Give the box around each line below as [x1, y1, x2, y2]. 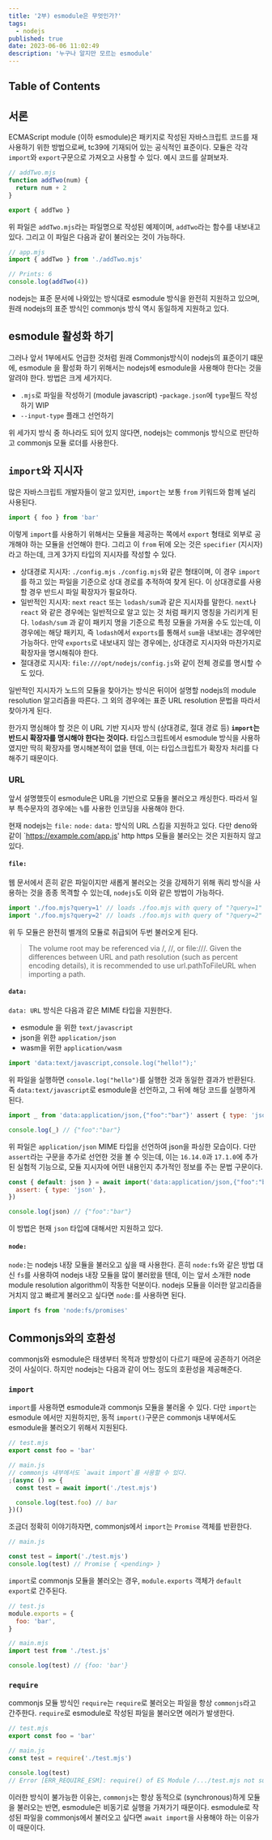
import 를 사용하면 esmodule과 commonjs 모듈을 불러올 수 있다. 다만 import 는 [8, 1403, 257, 1412]
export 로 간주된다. [8, 1585, 67, 1595]
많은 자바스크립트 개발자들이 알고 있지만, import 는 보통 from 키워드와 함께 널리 [8, 487, 257, 497]
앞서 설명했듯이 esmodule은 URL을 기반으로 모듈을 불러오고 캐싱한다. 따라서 [8, 793, 249, 803]
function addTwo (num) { [8, 176, 89, 185]
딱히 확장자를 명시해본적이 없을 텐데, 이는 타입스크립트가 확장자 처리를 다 [29, 743, 259, 753]
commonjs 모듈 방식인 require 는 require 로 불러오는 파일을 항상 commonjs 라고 [8, 1698, 257, 1708]
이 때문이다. [8, 1822, 46, 1832]
